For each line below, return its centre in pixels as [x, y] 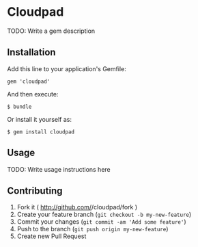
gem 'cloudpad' [29, 81]
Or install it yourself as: [39, 119]
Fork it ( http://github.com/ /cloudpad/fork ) [77, 207]
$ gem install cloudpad [41, 132]
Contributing [35, 191]
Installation [31, 52]
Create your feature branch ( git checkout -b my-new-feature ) [104, 214]
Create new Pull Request [52, 236]
